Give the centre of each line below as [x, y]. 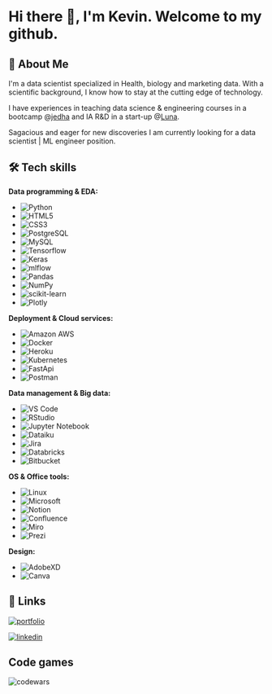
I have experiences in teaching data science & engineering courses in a [127, 108]
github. [33, 34]
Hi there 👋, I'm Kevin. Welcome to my [135, 17]
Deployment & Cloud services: [61, 318]
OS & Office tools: [39, 477]
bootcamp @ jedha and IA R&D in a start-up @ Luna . [94, 116]
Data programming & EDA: [54, 191]
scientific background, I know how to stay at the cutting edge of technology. [136, 92]
